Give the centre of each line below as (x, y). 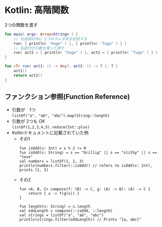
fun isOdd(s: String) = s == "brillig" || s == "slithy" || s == (88, 152)
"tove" (26, 157)
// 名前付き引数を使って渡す (39, 48)
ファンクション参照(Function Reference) (67, 97)
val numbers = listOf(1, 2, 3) (52, 161)
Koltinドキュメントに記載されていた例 (50, 132)
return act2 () (28, 75)
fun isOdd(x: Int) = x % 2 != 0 (53, 148)
